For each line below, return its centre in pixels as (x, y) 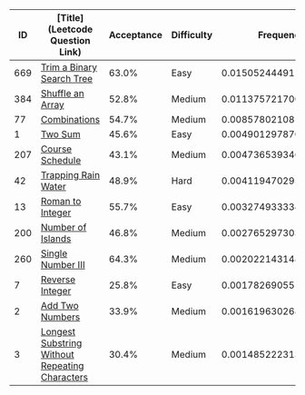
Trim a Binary (69, 67)
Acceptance (136, 35)
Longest (58, 332)
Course (56, 149)
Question (70, 40)
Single (54, 253)
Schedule (61, 160)
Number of (64, 227)
